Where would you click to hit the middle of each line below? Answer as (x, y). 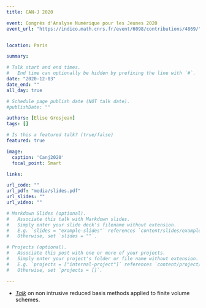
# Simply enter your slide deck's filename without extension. (91, 225)
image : (15, 152)
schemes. (28, 299)
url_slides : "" (26, 197)
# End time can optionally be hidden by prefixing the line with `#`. (101, 73)
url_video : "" (25, 202)
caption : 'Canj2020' (38, 157)
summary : (17, 56)
